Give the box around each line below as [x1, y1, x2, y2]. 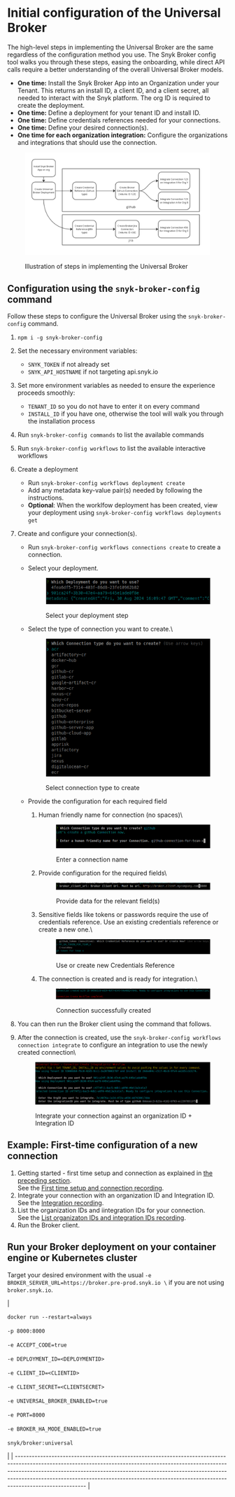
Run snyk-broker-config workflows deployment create [27, 479, 185, 487]
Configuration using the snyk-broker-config [7, 282, 201, 295]
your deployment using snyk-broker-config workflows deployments [27, 509, 222, 517]
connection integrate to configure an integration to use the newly [17, 1041, 208, 1049]
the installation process [27, 417, 96, 426]
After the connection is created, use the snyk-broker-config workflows [17, 1034, 222, 1042]
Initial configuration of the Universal [7, 5, 222, 21]
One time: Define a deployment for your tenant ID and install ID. [17, 108, 201, 117]
